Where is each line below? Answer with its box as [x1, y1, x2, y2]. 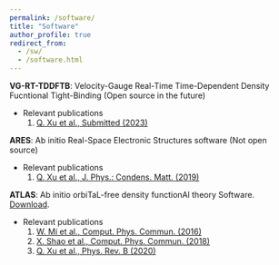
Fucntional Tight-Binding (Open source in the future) [9, 90, 206, 101]
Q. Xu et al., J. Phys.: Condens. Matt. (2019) [35, 172, 200, 182]
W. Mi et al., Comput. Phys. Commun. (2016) [35, 226, 203, 237]
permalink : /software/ [9, 13, 95, 23]
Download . [9, 199, 50, 210]
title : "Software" [9, 22, 79, 31]
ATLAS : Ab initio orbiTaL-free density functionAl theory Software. [9, 190, 255, 200]
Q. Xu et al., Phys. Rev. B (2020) [35, 246, 156, 256]
